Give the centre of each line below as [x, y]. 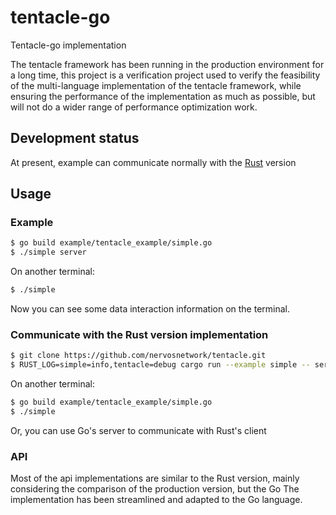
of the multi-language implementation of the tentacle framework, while [156, 85]
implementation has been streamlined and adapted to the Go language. [156, 500]
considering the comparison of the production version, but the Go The [155, 489]
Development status [75, 138]
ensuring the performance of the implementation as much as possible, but [163, 96]
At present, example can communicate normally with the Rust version [153, 162]
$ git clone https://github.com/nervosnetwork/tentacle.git [138, 356]
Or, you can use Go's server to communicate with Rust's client [138, 430]
